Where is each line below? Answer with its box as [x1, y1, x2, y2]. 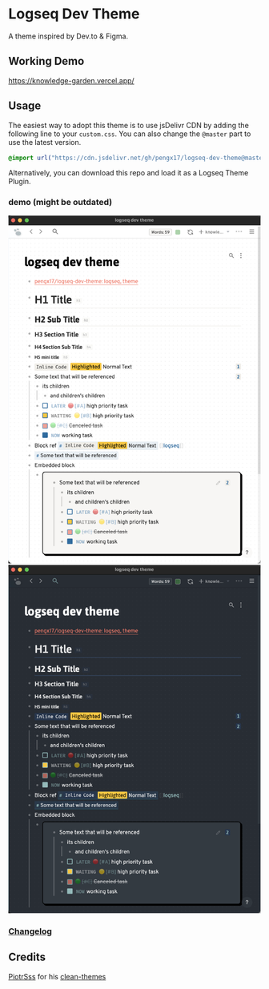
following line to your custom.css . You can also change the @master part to [8, 129, 251, 139]
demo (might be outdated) [8, 197, 113, 208]
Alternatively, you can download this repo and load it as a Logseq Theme [8, 168, 249, 178]
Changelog [8, 926, 52, 937]
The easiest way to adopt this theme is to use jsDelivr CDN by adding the [8, 120, 250, 130]
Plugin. [8, 177, 31, 187]
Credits [8, 951, 46, 964]
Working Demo [8, 54, 85, 68]
